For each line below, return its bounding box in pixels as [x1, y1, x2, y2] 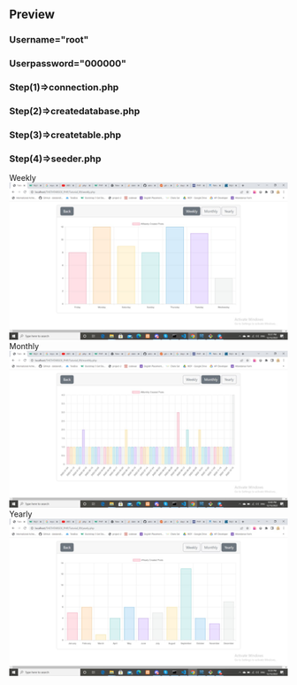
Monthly [9, 340, 40, 351]
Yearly [9, 509, 33, 519]
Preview [9, 7, 56, 22]
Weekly [9, 173, 37, 183]
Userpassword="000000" [9, 58, 126, 70]
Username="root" [9, 34, 89, 46]
